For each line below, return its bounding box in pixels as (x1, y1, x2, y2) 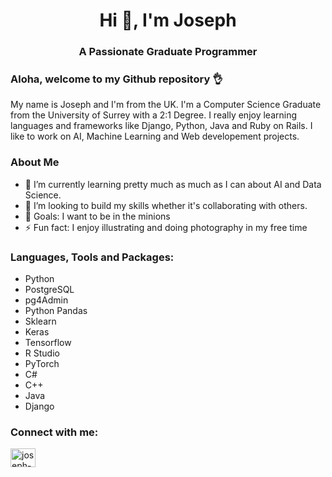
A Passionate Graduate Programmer (78, 45, 258, 59)
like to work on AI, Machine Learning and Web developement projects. (10, 130, 300, 143)
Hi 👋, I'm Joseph (99, 9, 237, 32)
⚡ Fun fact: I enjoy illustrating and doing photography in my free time (24, 221, 308, 233)
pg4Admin (24, 294, 69, 306)
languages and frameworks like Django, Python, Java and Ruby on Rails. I (10, 120, 313, 132)
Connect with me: (10, 425, 99, 439)
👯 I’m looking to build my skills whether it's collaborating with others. (24, 199, 308, 211)
